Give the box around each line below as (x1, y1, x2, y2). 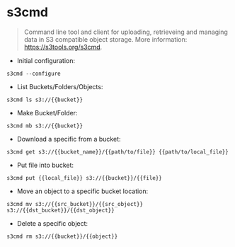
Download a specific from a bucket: (16, 134, 121, 143)
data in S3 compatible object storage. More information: (23, 35, 188, 43)
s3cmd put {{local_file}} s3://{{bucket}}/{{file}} (6, 174, 162, 181)
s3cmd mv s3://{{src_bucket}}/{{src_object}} (6, 200, 143, 207)
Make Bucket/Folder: (16, 108, 78, 117)
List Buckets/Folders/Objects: (16, 82, 103, 91)
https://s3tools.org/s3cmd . (23, 42, 103, 51)
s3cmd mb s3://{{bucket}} (6, 122, 83, 130)
